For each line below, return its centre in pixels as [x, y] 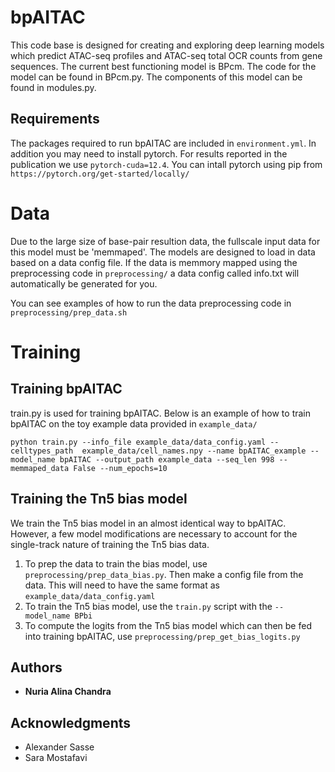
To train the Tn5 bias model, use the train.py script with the [148, 606]
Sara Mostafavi [56, 758]
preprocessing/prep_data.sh [69, 312]
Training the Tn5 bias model [99, 499]
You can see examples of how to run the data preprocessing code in [151, 303]
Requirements [55, 119]
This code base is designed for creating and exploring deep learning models [167, 45]
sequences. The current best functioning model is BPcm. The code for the [163, 66]
